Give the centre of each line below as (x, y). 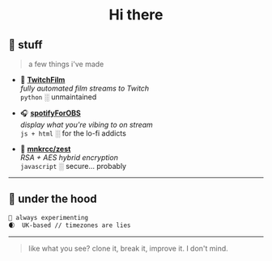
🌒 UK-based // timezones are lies (70, 225)
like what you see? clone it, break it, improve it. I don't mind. (128, 248)
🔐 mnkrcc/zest (45, 149)
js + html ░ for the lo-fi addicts (73, 133)
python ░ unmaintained (58, 97)
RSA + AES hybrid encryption (69, 158)
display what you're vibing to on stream (87, 124)
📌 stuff (25, 45)
